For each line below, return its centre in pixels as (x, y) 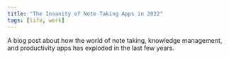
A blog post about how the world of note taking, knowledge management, (115, 40)
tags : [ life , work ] (36, 20)
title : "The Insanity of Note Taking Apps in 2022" (85, 14)
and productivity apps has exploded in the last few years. (91, 48)
